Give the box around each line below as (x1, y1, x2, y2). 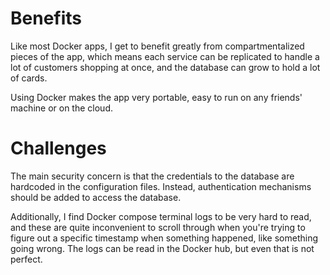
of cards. (10, 72, 48, 84)
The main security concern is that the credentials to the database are (10, 170, 295, 182)
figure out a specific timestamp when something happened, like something (10, 232, 319, 244)
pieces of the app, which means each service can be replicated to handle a (10, 50, 320, 62)
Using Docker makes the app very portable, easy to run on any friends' (10, 91, 303, 103)
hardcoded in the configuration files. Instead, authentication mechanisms (10, 180, 312, 192)
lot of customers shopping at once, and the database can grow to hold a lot (10, 61, 321, 73)
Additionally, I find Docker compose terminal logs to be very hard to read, (10, 210, 312, 222)
